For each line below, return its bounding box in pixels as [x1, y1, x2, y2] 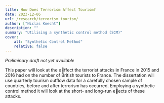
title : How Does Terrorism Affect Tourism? [5, 7, 96, 12]
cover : [5, 35, 19, 40]
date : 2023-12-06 [5, 12, 41, 17]
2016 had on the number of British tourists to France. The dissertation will [5, 72, 155, 78]
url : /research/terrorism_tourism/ [5, 16, 79, 21]
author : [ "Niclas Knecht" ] [5, 21, 61, 26]
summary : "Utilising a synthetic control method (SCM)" [5, 30, 123, 35]
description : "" [5, 26, 39, 31]
